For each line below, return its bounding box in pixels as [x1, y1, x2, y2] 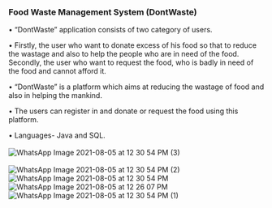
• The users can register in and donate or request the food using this [8, 106, 239, 116]
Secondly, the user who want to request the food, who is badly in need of [8, 57, 254, 67]
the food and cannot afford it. [8, 66, 107, 76]
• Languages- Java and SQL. [8, 130, 106, 140]
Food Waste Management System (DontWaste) [8, 6, 197, 18]
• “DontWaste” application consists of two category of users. [8, 25, 213, 35]
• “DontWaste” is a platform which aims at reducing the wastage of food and [8, 82, 265, 91]
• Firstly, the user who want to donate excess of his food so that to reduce [8, 40, 257, 50]
